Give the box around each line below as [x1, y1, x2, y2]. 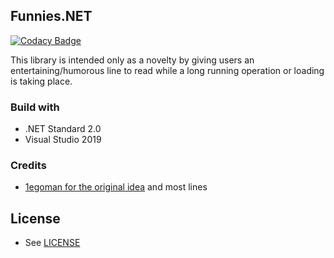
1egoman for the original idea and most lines [24, 181, 208, 193]
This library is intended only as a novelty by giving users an [10, 54, 255, 66]
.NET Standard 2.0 [24, 123, 102, 135]
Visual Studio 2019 [24, 134, 102, 146]
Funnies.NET [10, 8, 93, 25]
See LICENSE [24, 237, 81, 249]
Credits [10, 159, 47, 173]
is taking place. [10, 75, 73, 87]
